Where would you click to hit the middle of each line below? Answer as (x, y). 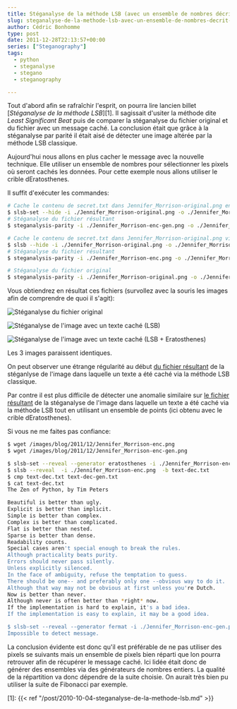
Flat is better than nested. (50, 529)
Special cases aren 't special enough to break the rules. (94, 549)
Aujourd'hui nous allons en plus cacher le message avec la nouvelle (106, 157)
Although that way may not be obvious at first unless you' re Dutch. (112, 588)
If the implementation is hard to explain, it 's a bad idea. (99, 607)
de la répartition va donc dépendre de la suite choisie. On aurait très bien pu (118, 677)
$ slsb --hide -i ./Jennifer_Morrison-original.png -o (90, 245)
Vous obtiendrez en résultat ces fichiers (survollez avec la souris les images (117, 291)
